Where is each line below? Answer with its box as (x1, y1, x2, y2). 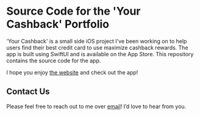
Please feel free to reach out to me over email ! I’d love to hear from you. (6, 103, 187, 110)
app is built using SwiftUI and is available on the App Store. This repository (6, 50, 194, 57)
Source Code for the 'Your (6, 4, 141, 18)
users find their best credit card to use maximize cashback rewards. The (6, 44, 188, 51)
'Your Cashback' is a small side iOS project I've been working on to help (6, 37, 187, 45)
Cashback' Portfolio (6, 17, 110, 31)
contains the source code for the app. (6, 57, 101, 64)
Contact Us (6, 87, 50, 97)
